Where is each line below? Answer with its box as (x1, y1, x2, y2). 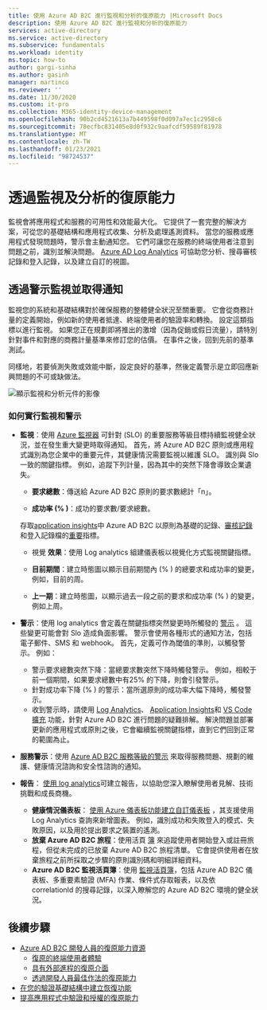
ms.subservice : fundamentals (8, 41, 105, 49)
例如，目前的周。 (31, 574, 88, 584)
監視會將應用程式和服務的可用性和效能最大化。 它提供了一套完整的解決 (8, 217, 240, 227)
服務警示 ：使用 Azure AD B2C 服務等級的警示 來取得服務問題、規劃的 (19, 752, 248, 761)
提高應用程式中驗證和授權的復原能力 (19, 993, 139, 1003)
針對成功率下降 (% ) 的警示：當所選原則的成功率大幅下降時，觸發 (31, 685, 245, 695)
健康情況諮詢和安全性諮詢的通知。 (33, 761, 145, 771)
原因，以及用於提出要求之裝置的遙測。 (38, 825, 164, 835)
